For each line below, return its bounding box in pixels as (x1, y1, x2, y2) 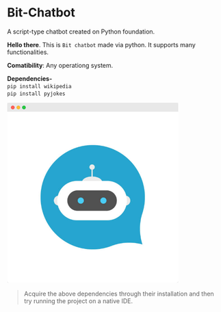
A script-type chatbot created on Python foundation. (7, 27, 155, 36)
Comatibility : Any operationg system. (7, 61, 114, 69)
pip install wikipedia (7, 83, 72, 90)
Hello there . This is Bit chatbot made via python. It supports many (7, 40, 196, 49)
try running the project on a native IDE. (23, 296, 133, 305)
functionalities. (7, 48, 49, 56)
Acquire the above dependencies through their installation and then (23, 289, 214, 298)
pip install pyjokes (7, 90, 66, 97)
